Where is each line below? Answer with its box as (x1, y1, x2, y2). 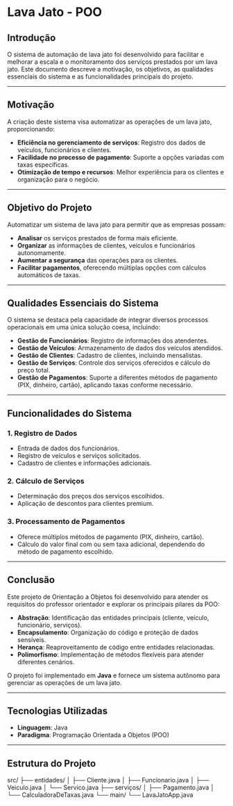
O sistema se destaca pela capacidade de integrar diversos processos (7, 315, 209, 324)
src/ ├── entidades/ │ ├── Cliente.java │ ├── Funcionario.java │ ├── (7, 776, 209, 784)
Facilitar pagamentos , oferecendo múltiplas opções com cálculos (17, 263, 207, 272)
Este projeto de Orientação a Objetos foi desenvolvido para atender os (7, 592, 209, 601)
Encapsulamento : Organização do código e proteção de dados (17, 628, 199, 636)
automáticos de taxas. (17, 270, 81, 279)
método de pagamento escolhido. (17, 547, 114, 556)
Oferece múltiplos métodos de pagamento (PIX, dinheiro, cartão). (17, 532, 205, 541)
